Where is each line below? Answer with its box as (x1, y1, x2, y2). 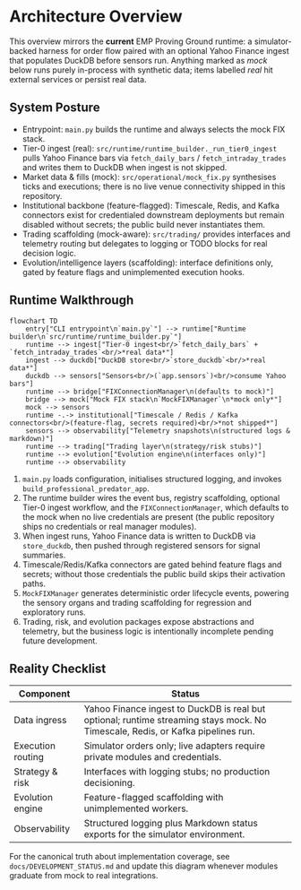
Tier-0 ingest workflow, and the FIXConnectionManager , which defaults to (21, 502, 289, 513)
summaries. (21, 549, 66, 560)
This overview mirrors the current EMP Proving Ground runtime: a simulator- (9, 36, 292, 47)
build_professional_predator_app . (21, 482, 150, 494)
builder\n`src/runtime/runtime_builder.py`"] (9, 332, 182, 341)
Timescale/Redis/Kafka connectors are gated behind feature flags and (21, 558, 282, 570)
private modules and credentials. (83, 751, 222, 764)
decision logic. (21, 247, 77, 258)
